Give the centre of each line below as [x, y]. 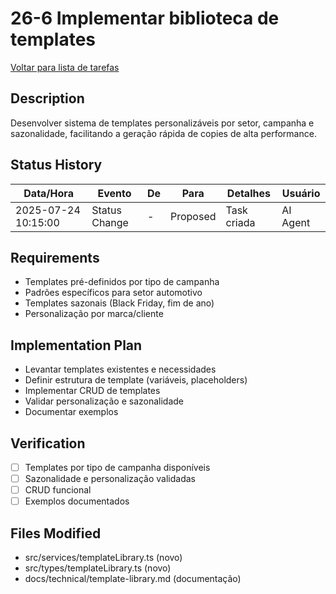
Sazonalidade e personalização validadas [110, 479]
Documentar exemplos [71, 412]
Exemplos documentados [77, 501]
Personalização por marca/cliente [94, 314]
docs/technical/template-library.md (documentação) [133, 579]
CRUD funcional [58, 490]
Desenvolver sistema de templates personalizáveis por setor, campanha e [162, 123]
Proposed [193, 216]
